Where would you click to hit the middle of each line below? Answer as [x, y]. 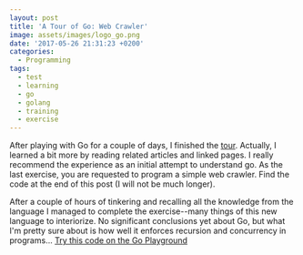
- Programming [44, 60]
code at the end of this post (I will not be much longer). [112, 184]
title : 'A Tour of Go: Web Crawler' [79, 26]
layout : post [34, 18]
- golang [34, 102]
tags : [20, 69]
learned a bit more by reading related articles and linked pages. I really [141, 155]
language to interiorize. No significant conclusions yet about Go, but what [147, 221]
